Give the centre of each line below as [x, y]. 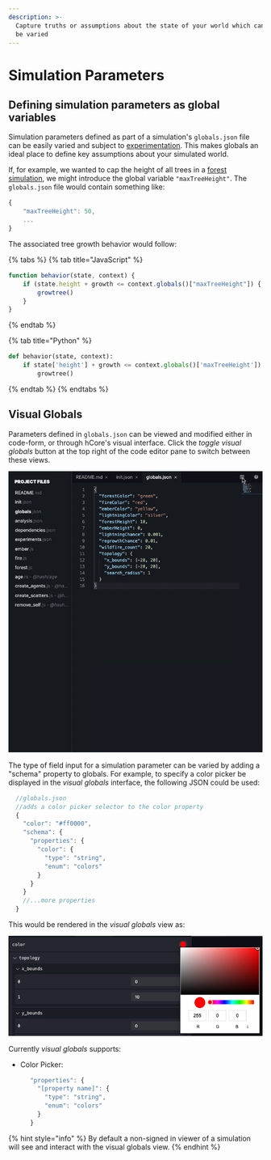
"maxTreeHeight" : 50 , [59, 212]
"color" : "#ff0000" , [57, 824]
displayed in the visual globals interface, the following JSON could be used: [134, 782]
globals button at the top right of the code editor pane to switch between [129, 451]
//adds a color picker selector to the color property [110, 806]
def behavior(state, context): [61, 357]
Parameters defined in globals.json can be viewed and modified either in [130, 434]
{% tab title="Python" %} [50, 341]
